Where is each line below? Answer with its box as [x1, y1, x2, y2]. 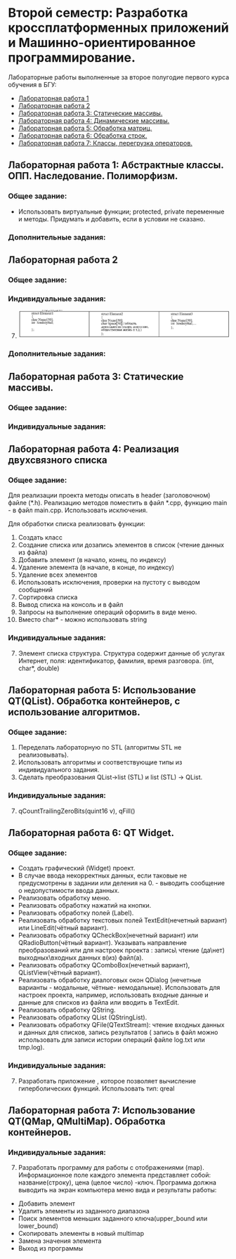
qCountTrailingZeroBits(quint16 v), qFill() [18, 807, 136, 815]
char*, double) [18, 664, 60, 672]
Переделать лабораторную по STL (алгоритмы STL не [18, 743, 182, 752]
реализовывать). [18, 750, 69, 759]
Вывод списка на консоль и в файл [18, 601, 124, 609]
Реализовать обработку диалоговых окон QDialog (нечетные [18, 976, 202, 984]
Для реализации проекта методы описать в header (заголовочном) [8, 491, 211, 500]
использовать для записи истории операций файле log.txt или [18, 1036, 206, 1044]
